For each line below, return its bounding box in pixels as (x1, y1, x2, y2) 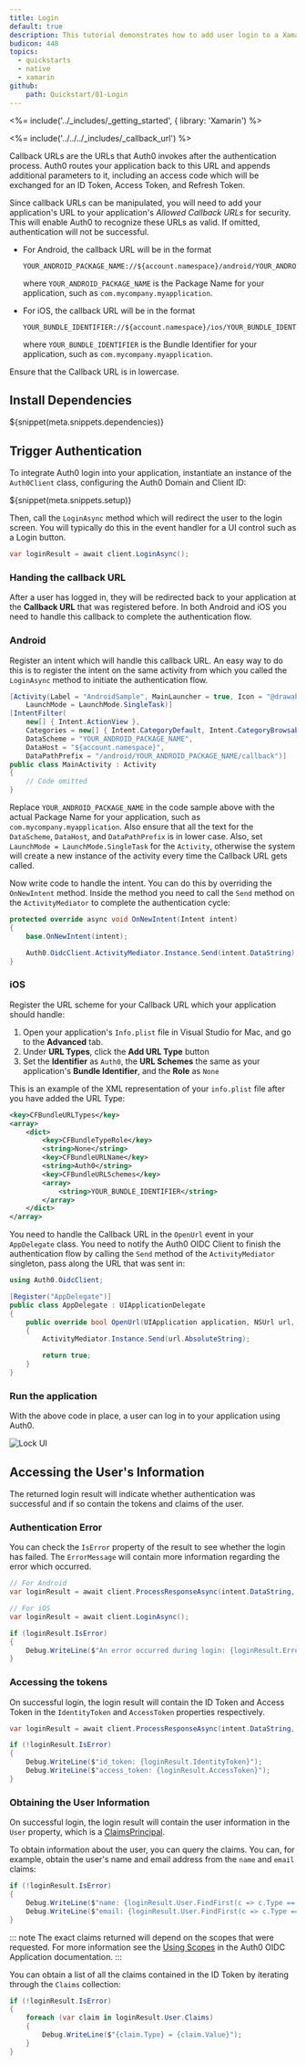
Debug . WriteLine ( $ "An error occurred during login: (25, 1646, 226, 1655)
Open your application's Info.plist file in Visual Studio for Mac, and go (22, 1027, 291, 1038)
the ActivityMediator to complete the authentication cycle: (9, 897, 230, 909)
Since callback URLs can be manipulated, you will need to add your (9, 197, 262, 208)
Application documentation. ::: (9, 1951, 123, 1962)
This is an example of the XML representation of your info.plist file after (9, 1083, 285, 1094)
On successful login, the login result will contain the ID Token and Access (9, 1696, 285, 1708)
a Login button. (9, 532, 66, 543)
